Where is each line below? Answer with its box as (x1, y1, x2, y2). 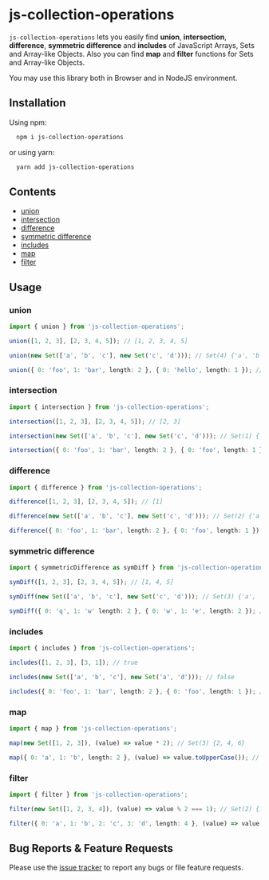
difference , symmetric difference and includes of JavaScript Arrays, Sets (9, 40, 255, 50)
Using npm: (9, 118, 47, 127)
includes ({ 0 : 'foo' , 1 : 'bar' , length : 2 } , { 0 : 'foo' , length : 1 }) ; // (9, 687, 267, 695)
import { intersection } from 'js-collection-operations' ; (9, 402, 210, 411)
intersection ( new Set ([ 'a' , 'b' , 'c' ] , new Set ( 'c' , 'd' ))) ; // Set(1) (9, 432, 253, 440)
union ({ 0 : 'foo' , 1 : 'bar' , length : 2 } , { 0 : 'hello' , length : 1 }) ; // (9, 366, 263, 374)
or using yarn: (9, 147, 55, 157)
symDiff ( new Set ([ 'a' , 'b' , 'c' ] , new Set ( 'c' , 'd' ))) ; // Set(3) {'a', (9, 593, 256, 601)
